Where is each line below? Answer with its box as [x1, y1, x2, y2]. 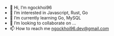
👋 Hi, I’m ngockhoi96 [9, 5, 52, 10]
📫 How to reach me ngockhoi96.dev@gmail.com [9, 26, 109, 31]
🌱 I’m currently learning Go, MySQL [9, 15, 81, 20]
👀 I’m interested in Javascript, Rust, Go [9, 10, 88, 16]
